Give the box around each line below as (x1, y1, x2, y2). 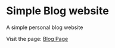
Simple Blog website (6, 4, 109, 18)
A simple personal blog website (6, 24, 83, 31)
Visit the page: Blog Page (6, 35, 69, 42)
